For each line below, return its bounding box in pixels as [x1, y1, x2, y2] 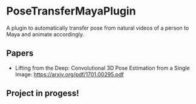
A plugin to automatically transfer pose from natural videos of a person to [6, 24, 189, 31]
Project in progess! [6, 88, 80, 99]
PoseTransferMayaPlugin [6, 4, 136, 18]
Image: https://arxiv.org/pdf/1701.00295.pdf [15, 71, 124, 78]
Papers [6, 48, 34, 59]
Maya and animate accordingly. [6, 30, 85, 37]
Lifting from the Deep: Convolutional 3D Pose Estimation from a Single [15, 64, 190, 71]
